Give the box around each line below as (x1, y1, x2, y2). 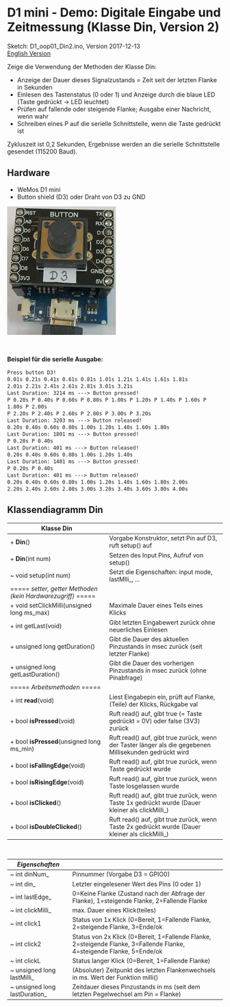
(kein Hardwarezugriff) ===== (10, 592, 96, 600)
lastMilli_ (10, 973, 34, 982)
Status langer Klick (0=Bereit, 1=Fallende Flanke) (72, 956, 211, 965)
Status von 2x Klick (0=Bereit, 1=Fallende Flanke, (72, 932, 212, 941)
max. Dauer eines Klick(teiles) (72, 906, 156, 915)
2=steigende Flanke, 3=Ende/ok (72, 923, 163, 931)
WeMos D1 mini (16, 185, 61, 193)
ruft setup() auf (109, 541, 153, 549)
